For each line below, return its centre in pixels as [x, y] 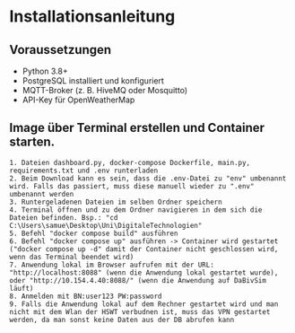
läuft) [22, 288]
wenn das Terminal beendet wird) [72, 257]
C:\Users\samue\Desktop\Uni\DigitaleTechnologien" [106, 225]
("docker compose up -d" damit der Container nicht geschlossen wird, [144, 249]
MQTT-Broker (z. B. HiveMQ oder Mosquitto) [105, 90]
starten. [32, 142]
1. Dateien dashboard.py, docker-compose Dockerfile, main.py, [130, 162]
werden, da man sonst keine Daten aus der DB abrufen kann [122, 320]
